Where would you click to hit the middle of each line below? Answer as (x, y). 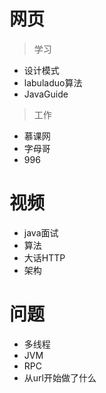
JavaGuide (46, 94)
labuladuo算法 (53, 82)
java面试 (41, 232)
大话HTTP (44, 257)
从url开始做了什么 (60, 377)
